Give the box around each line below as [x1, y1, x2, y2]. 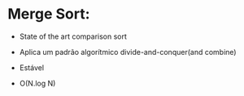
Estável [19, 62, 45, 73]
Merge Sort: [7, 5, 90, 23]
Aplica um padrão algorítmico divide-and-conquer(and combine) [19, 47, 237, 56]
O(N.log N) [19, 78, 56, 88]
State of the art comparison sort [19, 31, 128, 41]
